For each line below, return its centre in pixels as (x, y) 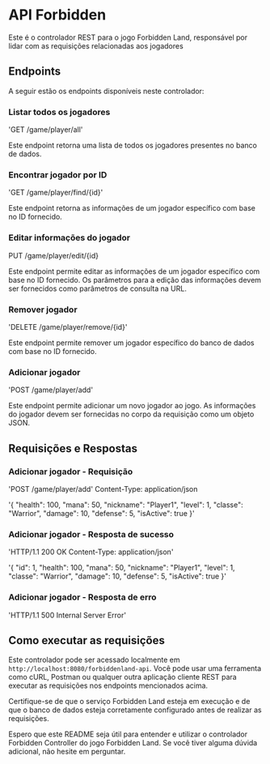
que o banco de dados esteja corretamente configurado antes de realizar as (135, 710)
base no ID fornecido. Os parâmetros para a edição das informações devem (135, 280)
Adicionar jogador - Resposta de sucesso (91, 534)
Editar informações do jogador (70, 238)
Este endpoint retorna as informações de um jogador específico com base (132, 208)
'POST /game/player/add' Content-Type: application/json (103, 489)
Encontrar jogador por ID (58, 174)
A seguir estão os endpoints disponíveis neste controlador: (106, 91)
